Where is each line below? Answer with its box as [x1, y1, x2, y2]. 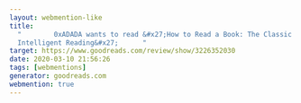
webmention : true [9, 80, 75, 89]
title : [9, 21, 34, 30]
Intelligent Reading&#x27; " [17, 38, 147, 47]
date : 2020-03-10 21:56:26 [9, 55, 111, 64]
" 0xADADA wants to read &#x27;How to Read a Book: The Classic [17, 30, 293, 39]
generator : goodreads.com [9, 72, 106, 81]
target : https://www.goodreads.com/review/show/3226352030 [9, 47, 236, 56]
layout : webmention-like [9, 13, 103, 22]
